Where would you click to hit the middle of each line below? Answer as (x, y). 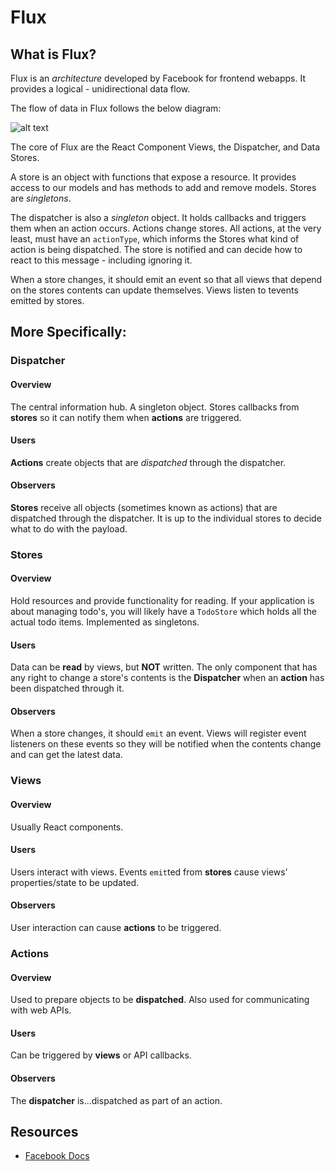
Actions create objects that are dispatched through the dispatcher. (148, 462)
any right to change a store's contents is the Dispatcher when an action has (167, 678)
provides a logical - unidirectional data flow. (100, 89)
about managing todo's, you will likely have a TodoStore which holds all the (163, 612)
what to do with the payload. (69, 528)
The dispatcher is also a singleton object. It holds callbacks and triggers (158, 217)
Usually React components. (67, 827)
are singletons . (41, 198)
